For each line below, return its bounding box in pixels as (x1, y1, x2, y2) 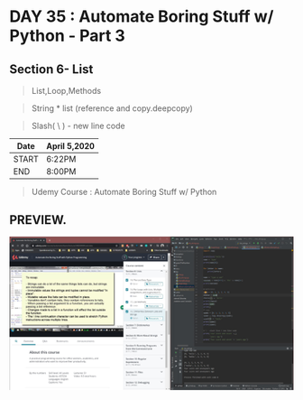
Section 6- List (9, 61, 94, 77)
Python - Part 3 (9, 25, 126, 46)
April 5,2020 (46, 140, 95, 151)
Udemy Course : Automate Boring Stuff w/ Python (31, 186, 217, 197)
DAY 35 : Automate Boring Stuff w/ (9, 6, 274, 27)
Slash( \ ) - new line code (31, 120, 126, 131)
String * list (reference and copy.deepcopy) (31, 103, 194, 114)
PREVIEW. (9, 212, 68, 228)
